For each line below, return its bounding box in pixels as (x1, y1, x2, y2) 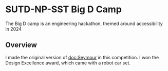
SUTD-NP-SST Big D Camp (5, 4, 122, 15)
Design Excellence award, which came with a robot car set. (5, 60, 131, 66)
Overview (5, 41, 38, 50)
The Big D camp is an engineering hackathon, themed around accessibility (5, 20, 163, 27)
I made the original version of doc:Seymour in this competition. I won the (5, 54, 159, 60)
